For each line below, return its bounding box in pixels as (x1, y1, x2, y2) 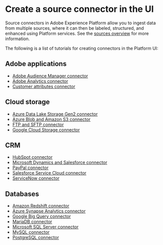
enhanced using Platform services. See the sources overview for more (5, 30, 149, 36)
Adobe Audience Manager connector (12, 73, 88, 79)
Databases (5, 189, 40, 198)
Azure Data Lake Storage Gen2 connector (12, 111, 98, 117)
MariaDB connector (12, 219, 53, 225)
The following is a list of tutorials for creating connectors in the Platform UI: (5, 45, 159, 51)
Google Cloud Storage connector (12, 126, 80, 132)
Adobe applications (5, 60, 67, 68)
